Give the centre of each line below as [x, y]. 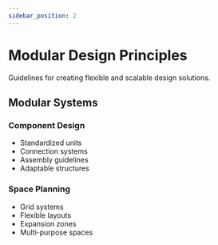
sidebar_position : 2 [43, 16]
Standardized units [51, 143]
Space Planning [39, 189]
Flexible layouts [46, 215]
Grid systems [42, 207]
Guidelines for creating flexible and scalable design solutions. [109, 78]
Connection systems [54, 151]
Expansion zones [48, 223]
